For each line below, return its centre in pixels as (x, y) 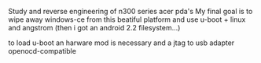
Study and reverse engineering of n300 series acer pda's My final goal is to (130, 11)
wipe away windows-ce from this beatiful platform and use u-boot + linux (127, 19)
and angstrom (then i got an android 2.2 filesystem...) (94, 28)
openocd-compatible (42, 51)
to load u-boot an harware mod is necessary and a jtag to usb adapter (121, 43)
